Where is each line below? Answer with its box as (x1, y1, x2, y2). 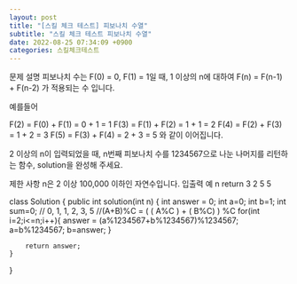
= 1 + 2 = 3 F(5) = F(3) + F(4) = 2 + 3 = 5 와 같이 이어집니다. (9, 130, 223, 140)
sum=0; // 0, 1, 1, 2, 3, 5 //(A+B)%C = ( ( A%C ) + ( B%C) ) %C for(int (9, 206, 260, 217)
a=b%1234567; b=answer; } (9, 225, 113, 235)
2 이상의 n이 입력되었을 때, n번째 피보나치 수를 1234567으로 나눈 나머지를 (9, 148, 265, 160)
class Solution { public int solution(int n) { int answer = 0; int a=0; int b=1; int (9, 196, 286, 207)
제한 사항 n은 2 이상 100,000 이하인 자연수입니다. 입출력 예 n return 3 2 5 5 (9, 178, 272, 189)
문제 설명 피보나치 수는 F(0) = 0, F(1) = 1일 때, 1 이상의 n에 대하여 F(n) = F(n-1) (9, 72, 283, 83)
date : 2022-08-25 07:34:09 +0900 (9, 37, 133, 47)
